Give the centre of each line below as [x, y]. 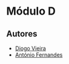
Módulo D [31, 11]
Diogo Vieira [31, 48]
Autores [22, 34]
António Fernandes [39, 55]
